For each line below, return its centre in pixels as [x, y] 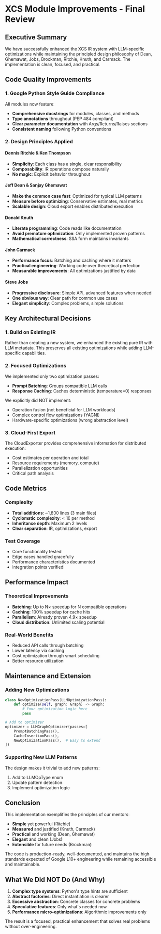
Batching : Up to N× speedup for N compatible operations [69, 607]
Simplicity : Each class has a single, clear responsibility [67, 164]
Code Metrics [26, 488]
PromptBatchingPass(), [37, 731]
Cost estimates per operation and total [50, 458]
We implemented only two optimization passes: [52, 376]
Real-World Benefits [29, 635]
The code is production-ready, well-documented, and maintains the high [77, 854]
